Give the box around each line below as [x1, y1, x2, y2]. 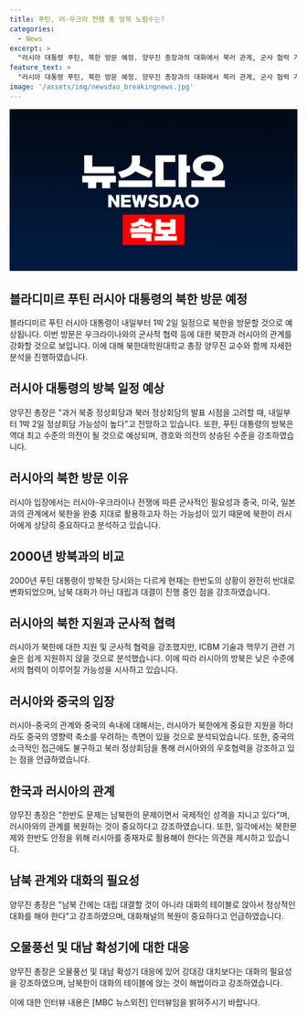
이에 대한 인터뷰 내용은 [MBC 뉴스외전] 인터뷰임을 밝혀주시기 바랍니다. [9, 997, 260, 1008]
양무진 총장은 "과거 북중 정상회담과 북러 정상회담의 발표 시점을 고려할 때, [9, 407, 267, 418]
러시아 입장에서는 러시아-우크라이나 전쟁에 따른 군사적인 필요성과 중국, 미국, [9, 497, 280, 508]
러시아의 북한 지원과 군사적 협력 [9, 615, 176, 631]
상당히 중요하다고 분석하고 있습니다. [33, 519, 162, 530]
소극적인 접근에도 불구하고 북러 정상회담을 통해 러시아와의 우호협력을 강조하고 [9, 743, 286, 754]
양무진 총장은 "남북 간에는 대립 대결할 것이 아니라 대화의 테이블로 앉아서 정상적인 [9, 899, 296, 910]
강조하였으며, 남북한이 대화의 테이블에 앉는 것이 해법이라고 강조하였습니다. [18, 977, 283, 988]
